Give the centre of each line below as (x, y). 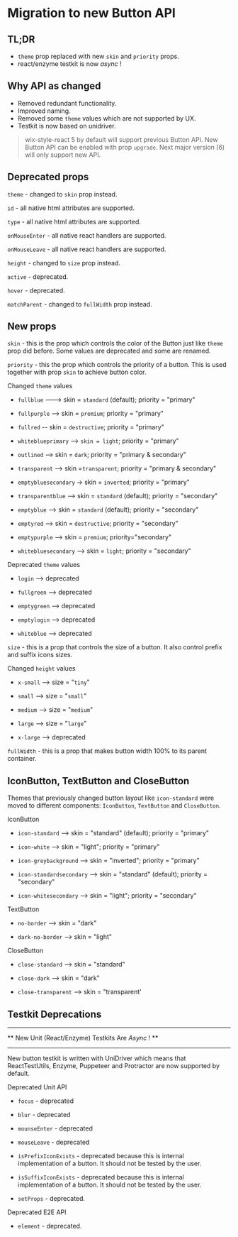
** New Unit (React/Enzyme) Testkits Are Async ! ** (83, 1038)
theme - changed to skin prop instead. (62, 194)
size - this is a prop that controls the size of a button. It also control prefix (115, 647)
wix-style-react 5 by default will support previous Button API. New (121, 139)
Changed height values (41, 669)
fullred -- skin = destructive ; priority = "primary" (91, 427)
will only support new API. (63, 155)
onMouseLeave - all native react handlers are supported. (87, 249)
